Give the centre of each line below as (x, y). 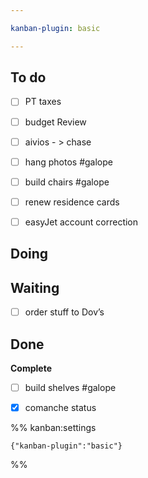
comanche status (60, 408)
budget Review (55, 122)
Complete (31, 368)
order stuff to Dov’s (64, 312)
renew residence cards (72, 202)
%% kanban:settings (53, 428)
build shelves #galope (70, 387)
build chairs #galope (67, 182)
